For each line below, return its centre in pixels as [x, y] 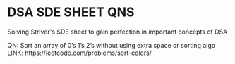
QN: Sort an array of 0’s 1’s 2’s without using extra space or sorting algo [112, 45]
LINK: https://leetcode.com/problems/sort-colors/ [79, 53]
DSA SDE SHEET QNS [71, 12]
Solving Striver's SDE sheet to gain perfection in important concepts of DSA [117, 32]
